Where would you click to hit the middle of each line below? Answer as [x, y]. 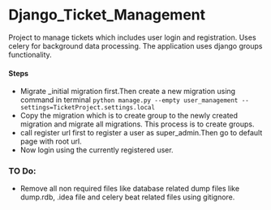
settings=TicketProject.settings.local [88, 108]
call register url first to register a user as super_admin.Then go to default [141, 133]
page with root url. [51, 141]
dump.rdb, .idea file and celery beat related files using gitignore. [127, 197]
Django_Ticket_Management [107, 15]
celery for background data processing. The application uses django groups [135, 45]
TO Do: [22, 171]
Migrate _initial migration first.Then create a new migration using [128, 92]
